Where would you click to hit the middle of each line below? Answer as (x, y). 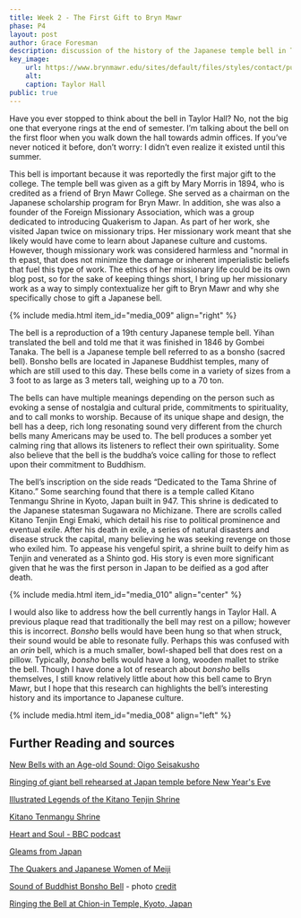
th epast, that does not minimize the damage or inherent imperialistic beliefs (149, 259)
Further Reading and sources (92, 743)
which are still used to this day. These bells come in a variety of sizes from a (150, 371)
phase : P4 (28, 26)
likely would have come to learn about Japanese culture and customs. (138, 240)
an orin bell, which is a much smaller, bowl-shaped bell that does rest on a (146, 650)
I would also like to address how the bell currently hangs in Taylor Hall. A (143, 612)
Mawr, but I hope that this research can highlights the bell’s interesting (139, 688)
